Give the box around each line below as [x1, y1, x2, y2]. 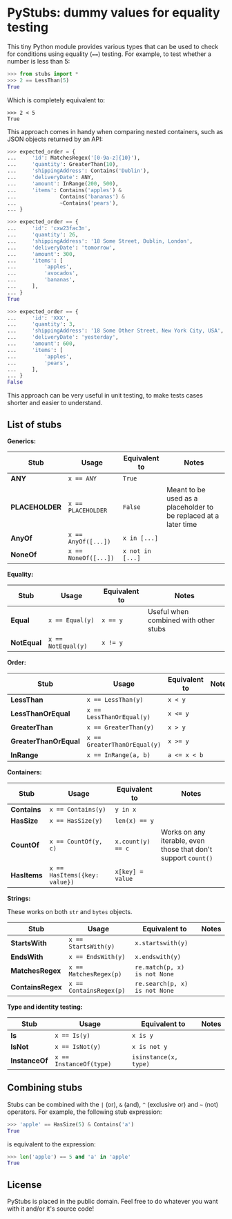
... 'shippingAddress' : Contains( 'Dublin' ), [7, 167, 150, 174]
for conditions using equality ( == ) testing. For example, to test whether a [7, 50, 212, 58]
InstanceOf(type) [55, 1060, 112, 1068]
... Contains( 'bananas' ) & [7, 193, 126, 200]
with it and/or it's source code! [7, 1204, 95, 1213]
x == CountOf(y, [49, 838, 103, 845]
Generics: [7, 437, 37, 445]
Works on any [161, 828, 206, 837]
